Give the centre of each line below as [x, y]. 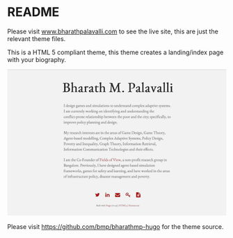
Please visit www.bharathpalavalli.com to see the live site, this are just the [113, 31]
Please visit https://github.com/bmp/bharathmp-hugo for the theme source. [115, 226]
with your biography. [37, 59]
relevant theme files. [37, 38]
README [33, 12]
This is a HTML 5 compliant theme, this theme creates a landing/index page [115, 52]
